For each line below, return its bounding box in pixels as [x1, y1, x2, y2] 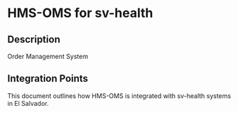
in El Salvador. [7, 99, 49, 107]
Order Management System [7, 52, 89, 60]
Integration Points [7, 72, 89, 85]
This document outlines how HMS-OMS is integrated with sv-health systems [7, 91, 232, 100]
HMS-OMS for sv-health [7, 5, 153, 21]
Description [7, 33, 60, 45]
